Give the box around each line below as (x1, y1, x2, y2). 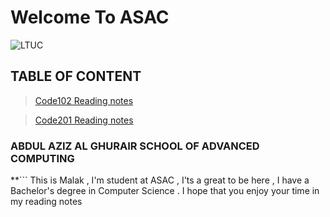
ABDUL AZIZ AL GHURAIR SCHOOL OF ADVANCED (10, 139, 260, 153)
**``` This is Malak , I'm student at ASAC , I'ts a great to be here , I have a (10, 174, 310, 186)
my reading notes (10, 196, 83, 208)
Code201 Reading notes (34, 114, 134, 126)
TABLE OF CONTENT (10, 68, 142, 85)
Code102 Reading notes (34, 94, 134, 106)
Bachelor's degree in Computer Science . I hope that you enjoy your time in (10, 185, 320, 197)
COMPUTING (10, 151, 75, 165)
